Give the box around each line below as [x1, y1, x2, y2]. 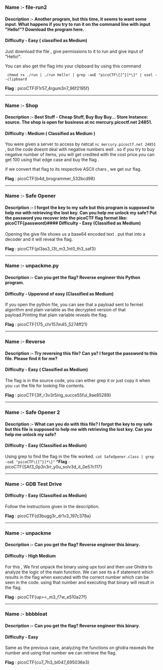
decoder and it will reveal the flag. [5, 236, 73, 242]
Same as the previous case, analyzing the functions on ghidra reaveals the [5, 645, 154, 650]
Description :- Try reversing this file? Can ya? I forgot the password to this [5, 350, 158, 356]
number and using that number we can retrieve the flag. [5, 650, 116, 656]
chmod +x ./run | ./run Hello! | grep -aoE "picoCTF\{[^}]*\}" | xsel [7, 72, 153, 77]
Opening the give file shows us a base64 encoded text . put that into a [5, 231, 146, 237]
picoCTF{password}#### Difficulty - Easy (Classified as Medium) [5, 220, 141, 226]
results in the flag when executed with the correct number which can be [5, 574, 149, 580]
